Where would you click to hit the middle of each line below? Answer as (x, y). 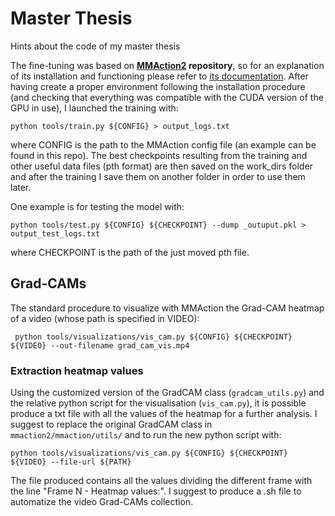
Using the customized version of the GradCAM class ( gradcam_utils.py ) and (167, 393)
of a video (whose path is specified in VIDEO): (105, 318)
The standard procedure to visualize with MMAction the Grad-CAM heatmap (167, 308)
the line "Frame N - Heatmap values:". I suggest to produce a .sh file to (156, 491)
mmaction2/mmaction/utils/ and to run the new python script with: (146, 435)
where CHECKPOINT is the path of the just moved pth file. (130, 252)
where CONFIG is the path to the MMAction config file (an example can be (163, 144)
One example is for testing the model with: (97, 206)
